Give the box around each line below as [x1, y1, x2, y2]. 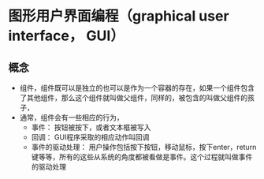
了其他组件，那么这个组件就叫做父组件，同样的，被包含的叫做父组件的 [19, 93, 248, 103]
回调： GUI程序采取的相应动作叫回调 [31, 132, 150, 142]
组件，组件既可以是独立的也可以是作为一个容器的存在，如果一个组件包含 [19, 84, 255, 92]
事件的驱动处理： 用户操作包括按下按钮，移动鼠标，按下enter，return [31, 143, 257, 151]
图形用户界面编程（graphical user [8, 7, 230, 25]
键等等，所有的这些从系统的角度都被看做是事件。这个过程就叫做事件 [31, 152, 253, 162]
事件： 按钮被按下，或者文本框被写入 [31, 123, 151, 132]
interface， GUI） [8, 27, 125, 45]
